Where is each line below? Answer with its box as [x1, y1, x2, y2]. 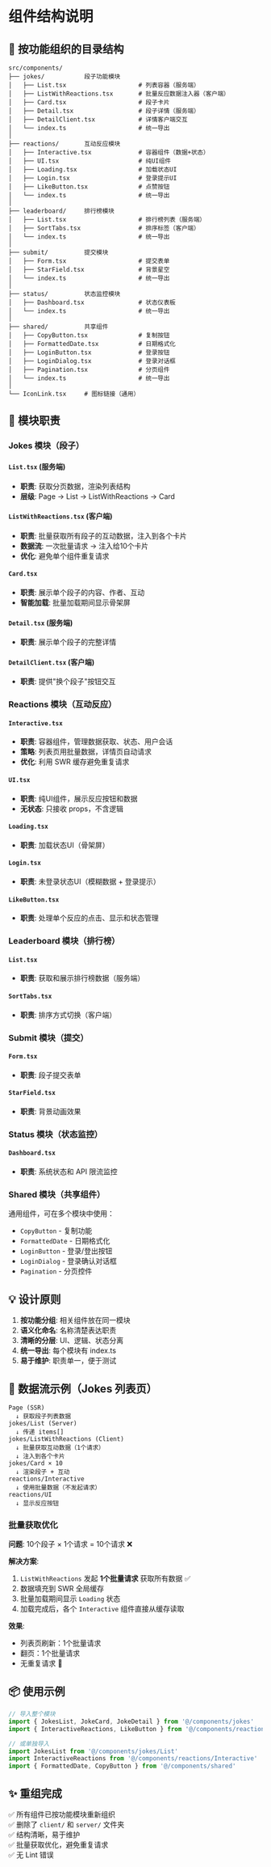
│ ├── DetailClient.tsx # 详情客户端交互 [8, 116, 188, 124]
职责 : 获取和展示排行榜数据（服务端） [19, 974, 145, 983]
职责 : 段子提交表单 [19, 1070, 81, 1079]
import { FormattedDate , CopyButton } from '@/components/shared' [8, 1762, 236, 1771]
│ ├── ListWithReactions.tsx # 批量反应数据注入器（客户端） [8, 90, 230, 98]
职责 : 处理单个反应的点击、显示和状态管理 [19, 913, 159, 923]
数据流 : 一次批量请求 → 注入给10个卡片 [19, 541, 149, 551]
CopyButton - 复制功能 [19, 1226, 93, 1236]
